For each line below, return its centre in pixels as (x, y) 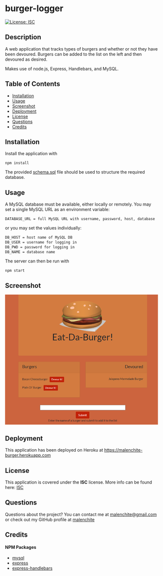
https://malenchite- (123, 450)
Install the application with (31, 154)
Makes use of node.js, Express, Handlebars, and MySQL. (62, 69)
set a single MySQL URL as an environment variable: (57, 209)
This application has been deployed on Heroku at (54, 450)
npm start (15, 271)
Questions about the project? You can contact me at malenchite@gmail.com (81, 514)
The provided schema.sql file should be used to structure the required (75, 172)
